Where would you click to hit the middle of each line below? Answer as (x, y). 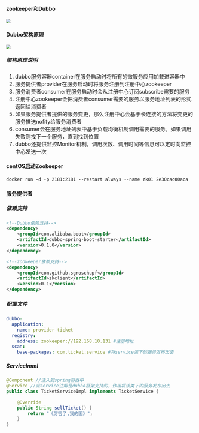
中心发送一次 (30, 151)
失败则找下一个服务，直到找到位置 (57, 136)
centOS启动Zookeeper (35, 166)
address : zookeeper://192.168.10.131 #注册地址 (76, 341)
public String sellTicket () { (55, 408)
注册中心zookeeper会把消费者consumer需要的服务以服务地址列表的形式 (103, 99)
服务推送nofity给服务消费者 (48, 121)
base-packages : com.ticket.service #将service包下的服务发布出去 (96, 352)
